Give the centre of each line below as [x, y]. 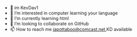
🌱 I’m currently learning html [39, 18]
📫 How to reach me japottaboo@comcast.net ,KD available [71, 29]
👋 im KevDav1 [24, 8]
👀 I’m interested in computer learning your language [64, 13]
